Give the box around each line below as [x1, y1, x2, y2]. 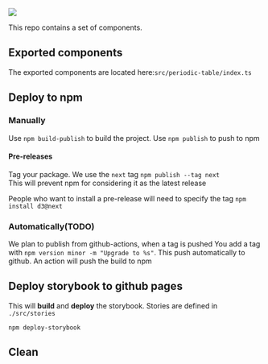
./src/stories [8, 309, 56, 317]
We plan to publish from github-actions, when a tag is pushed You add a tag [8, 239, 261, 249]
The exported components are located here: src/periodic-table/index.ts [8, 67, 252, 77]
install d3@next [8, 202, 63, 210]
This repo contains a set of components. [8, 23, 142, 32]
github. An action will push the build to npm [8, 256, 152, 266]
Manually [8, 115, 46, 126]
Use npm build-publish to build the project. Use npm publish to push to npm [8, 133, 260, 143]
